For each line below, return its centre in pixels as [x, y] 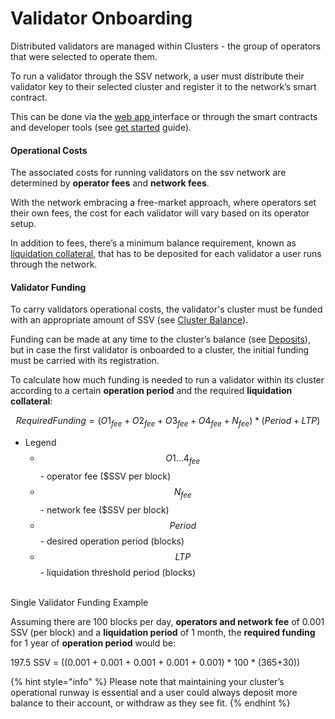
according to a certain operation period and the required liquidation [151, 391]
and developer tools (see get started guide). [101, 127]
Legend [40, 443]
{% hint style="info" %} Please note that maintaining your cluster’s [147, 681]
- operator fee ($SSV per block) [105, 476]
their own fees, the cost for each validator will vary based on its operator [160, 213]
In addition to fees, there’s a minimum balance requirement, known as [153, 243]
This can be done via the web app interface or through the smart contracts [164, 116]
